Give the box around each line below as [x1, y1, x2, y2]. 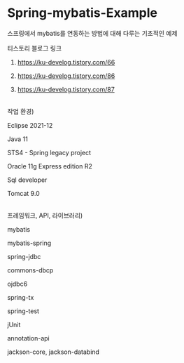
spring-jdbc [7, 252, 41, 260]
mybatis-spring [7, 239, 51, 247]
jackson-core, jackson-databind [7, 348, 100, 356]
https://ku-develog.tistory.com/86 [17, 72, 115, 80]
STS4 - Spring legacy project [7, 148, 92, 157]
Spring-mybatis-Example [7, 5, 158, 21]
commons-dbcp [7, 265, 54, 275]
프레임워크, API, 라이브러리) [7, 211, 83, 219]
